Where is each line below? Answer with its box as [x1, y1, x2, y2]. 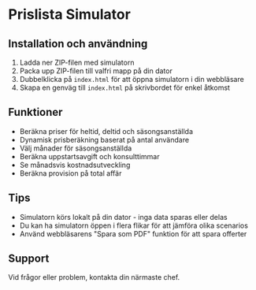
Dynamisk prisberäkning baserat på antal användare [19, 135, 190, 144]
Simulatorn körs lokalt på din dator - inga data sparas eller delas [19, 212, 228, 221]
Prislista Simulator [8, 6, 132, 24]
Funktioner [8, 106, 63, 119]
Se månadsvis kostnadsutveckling [19, 160, 131, 169]
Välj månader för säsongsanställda [19, 143, 132, 153]
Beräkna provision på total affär [19, 168, 122, 178]
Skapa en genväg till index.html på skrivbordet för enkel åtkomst [19, 83, 231, 92]
